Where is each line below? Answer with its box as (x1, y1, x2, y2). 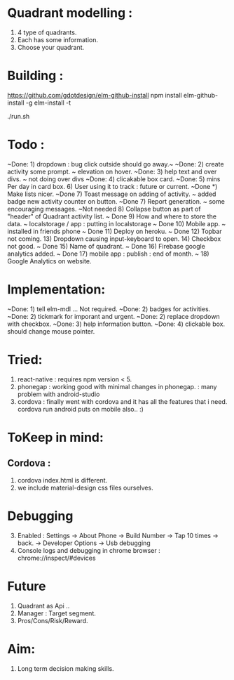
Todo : (7, 137, 45, 152)
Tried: (7, 351, 43, 367)
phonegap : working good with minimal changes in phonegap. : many (17, 382, 217, 391)
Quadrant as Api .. (17, 601, 70, 610)
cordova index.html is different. (17, 476, 108, 484)
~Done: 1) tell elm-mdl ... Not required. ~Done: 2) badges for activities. (7, 304, 211, 313)
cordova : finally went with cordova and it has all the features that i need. (17, 397, 228, 405)
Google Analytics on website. (7, 256, 92, 265)
